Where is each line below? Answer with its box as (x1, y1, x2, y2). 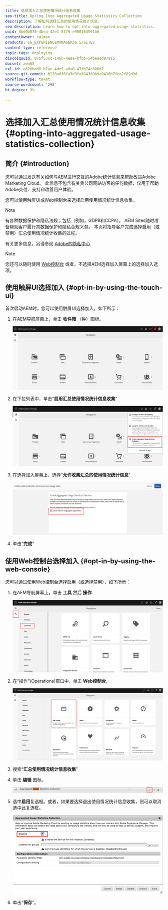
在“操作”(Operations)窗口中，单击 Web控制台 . (12, 678, 107, 684)
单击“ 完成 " (12, 541, 34, 547)
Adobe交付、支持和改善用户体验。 (5, 186, 76, 192)
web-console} (5, 565, 51, 573)
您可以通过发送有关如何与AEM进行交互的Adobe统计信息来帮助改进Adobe (5, 174, 156, 180)
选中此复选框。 (12, 805, 43, 811)
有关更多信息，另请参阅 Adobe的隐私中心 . (5, 240, 91, 246)
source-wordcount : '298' (5, 82, 57, 87)
